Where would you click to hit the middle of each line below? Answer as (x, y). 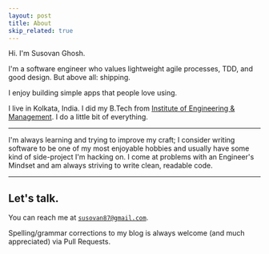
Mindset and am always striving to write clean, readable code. (111, 166)
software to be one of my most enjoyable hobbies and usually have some (129, 148)
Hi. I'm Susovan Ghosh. (47, 54)
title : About (30, 23)
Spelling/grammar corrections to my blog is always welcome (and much (127, 233)
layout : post (30, 16)
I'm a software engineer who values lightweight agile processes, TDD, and (131, 69)
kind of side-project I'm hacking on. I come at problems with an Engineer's (131, 157)
